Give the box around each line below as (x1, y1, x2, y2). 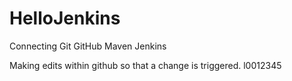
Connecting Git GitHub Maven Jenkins (9, 40, 167, 52)
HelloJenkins (9, 7, 121, 30)
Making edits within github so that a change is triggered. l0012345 (9, 59, 282, 71)
